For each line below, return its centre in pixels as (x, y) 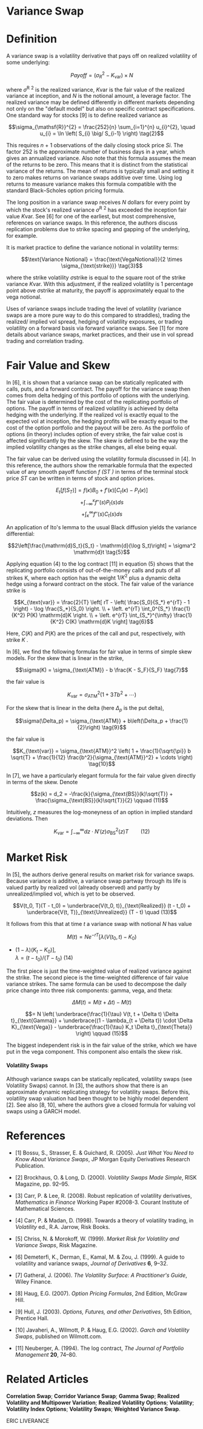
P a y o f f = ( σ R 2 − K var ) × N (102, 75)
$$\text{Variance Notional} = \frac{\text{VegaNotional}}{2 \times (102, 259)
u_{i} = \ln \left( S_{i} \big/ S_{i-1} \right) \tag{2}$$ (102, 134)
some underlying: (28, 63)
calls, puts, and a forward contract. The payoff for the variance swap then (98, 389)
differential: (21, 534)
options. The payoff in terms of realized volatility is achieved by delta (92, 408)
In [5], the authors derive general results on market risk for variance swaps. (101, 874)
